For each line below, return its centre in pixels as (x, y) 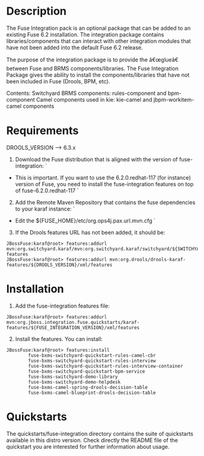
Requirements (42, 131)
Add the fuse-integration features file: (62, 306)
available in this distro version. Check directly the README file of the (92, 440)
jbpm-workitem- (174, 99)
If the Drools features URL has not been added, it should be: (90, 232)
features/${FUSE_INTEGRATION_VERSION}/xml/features (73, 328)
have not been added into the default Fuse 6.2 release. (75, 47)
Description (36, 11)
